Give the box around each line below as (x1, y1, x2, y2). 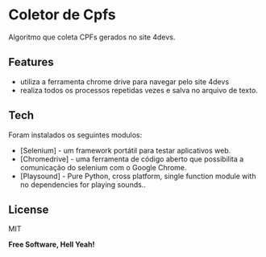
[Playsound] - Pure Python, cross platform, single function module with (19, 171, 256, 181)
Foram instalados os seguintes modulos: (8, 130, 143, 140)
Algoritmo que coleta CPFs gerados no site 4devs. (8, 32, 176, 42)
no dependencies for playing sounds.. (19, 179, 147, 190)
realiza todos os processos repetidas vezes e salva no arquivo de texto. (19, 85, 258, 95)
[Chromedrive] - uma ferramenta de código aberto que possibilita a (19, 154, 244, 164)
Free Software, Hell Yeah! (8, 239, 95, 250)
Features (8, 55, 54, 69)
